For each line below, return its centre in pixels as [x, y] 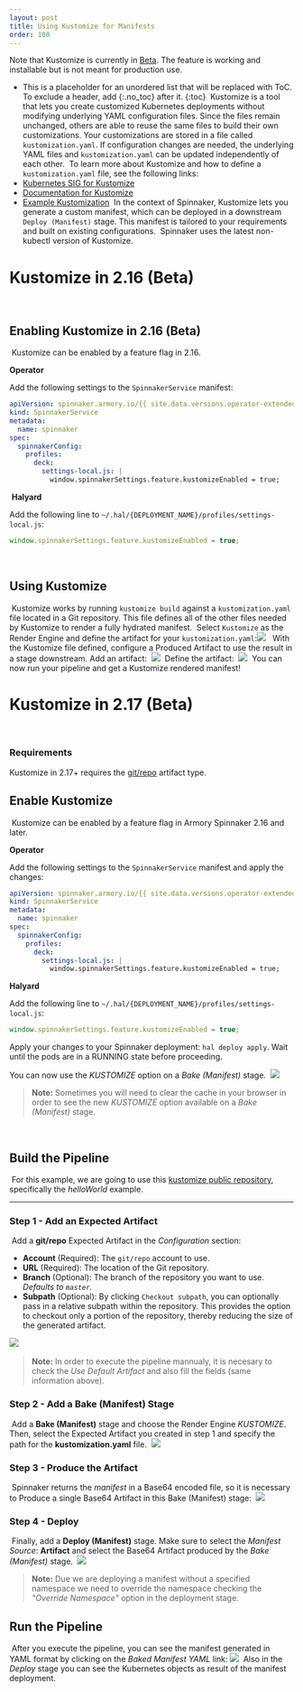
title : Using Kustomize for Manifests [82, 26]
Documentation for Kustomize [78, 193]
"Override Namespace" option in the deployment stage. [135, 1598]
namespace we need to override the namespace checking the [147, 1589]
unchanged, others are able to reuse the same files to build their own [151, 126]
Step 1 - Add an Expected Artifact [83, 1220]
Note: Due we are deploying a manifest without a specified [141, 1579]
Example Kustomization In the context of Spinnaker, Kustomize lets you [155, 202]
